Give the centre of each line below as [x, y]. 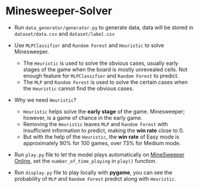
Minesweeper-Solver [59, 11]
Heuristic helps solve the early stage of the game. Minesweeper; [104, 111]
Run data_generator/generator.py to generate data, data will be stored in [104, 27]
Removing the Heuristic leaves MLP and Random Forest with [95, 124]
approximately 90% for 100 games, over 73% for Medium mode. [102, 143]
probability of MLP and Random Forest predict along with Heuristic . [95, 178]
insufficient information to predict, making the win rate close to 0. [103, 130]
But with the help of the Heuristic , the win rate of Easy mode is [101, 137]
